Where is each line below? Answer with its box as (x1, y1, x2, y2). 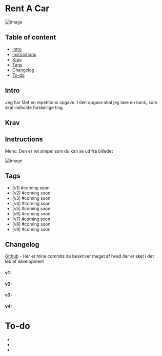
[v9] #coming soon (12, 226, 51, 232)
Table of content (5, 33, 56, 42)
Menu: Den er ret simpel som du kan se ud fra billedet (5, 148, 113, 154)
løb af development (5, 258, 44, 264)
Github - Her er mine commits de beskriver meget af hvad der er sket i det (5, 253, 154, 259)
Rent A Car (5, 3, 50, 14)
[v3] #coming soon (12, 195, 51, 201)
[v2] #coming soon (12, 190, 51, 196)
